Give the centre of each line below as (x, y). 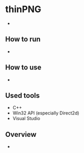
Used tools (23, 95)
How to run (23, 39)
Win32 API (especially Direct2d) (46, 113)
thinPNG (23, 9)
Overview (21, 135)
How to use (23, 68)
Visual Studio (26, 119)
